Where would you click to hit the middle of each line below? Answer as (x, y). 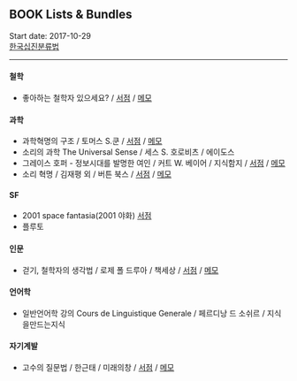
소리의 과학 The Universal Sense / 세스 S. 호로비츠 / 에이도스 (128, 152)
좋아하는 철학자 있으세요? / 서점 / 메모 (87, 98)
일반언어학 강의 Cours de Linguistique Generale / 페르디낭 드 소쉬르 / (143, 313)
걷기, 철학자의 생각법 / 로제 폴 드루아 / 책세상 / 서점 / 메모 (120, 270)
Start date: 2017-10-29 (50, 35)
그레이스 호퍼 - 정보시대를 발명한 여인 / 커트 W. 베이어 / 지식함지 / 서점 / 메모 (153, 164)
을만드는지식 (44, 324)
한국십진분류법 (34, 46)
